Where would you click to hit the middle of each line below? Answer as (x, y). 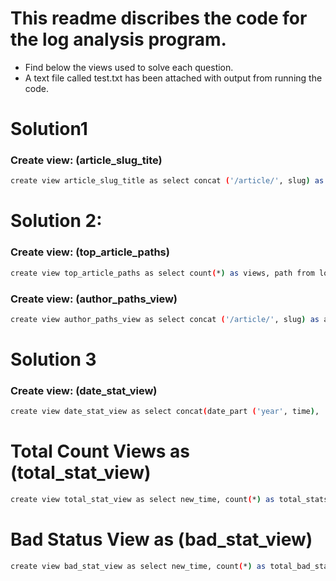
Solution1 (49, 129)
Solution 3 (53, 359)
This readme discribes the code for (159, 18)
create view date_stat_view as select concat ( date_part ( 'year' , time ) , (165, 412)
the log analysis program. (118, 39)
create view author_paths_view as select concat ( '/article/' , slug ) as (165, 319)
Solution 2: (56, 221)
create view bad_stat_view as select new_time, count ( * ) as (138, 566)
